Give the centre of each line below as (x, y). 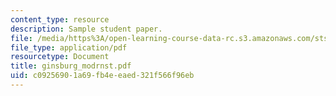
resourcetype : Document (60, 57)
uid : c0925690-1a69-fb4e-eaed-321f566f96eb (102, 76)
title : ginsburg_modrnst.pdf (71, 66)
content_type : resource (60, 19)
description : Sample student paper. (86, 29)
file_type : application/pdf (69, 47)
